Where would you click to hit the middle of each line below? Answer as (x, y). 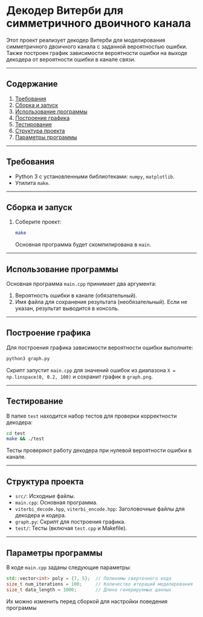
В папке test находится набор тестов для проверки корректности (92, 416)
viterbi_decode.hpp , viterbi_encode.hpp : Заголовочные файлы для (100, 509)
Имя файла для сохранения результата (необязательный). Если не (101, 302)
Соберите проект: (38, 222)
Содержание (32, 84)
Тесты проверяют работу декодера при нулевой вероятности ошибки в (99, 450)
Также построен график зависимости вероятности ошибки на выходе (97, 53)
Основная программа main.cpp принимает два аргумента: (82, 284)
